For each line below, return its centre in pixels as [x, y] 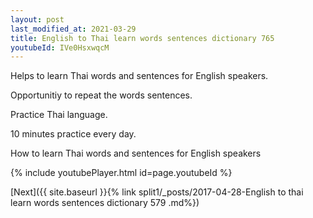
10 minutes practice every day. [73, 134]
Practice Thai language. [59, 115]
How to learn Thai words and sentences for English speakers [136, 153]
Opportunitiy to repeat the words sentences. [101, 95]
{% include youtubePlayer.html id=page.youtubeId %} [121, 173]
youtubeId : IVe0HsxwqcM [60, 47]
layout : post [37, 19]
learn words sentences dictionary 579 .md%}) [105, 203]
